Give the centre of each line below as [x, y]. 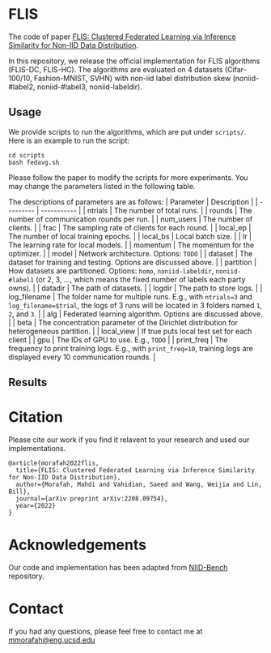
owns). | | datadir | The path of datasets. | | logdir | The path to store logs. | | [135, 288]
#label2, [22, 87]
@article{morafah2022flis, [54, 463]
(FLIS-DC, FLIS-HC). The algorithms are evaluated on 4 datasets [116, 69]
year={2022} [36, 506]
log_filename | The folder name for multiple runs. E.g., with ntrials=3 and [130, 296]
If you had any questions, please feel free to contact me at [106, 631]
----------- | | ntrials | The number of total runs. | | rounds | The [146, 210]
